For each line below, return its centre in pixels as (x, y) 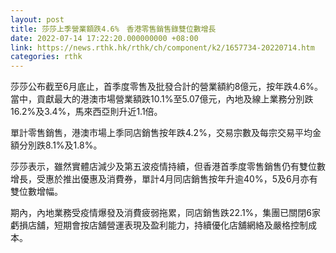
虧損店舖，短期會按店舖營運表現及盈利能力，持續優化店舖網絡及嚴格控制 (159, 225)
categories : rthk (46, 57)
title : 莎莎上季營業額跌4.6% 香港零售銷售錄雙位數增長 (113, 29)
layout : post (37, 19)
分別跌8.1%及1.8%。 (60, 145)
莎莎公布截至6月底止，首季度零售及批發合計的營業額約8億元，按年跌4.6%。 (167, 87)
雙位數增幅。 (36, 192)
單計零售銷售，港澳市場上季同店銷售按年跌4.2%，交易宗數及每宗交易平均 (161, 133)
